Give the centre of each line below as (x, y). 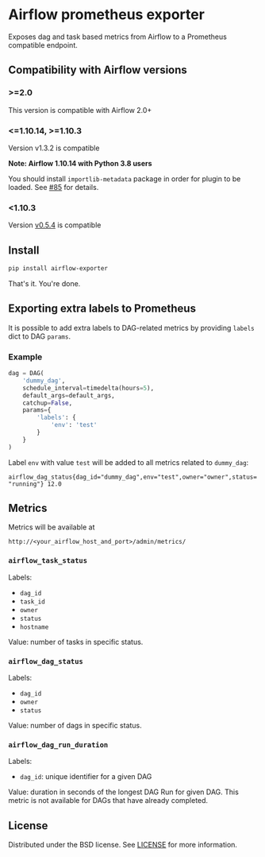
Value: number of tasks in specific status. (76, 642)
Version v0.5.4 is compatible (55, 225)
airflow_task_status (48, 561)
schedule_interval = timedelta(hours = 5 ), (88, 388)
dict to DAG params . (40, 336)
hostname (34, 627)
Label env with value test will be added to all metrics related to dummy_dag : (129, 462)
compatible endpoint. (43, 45)
